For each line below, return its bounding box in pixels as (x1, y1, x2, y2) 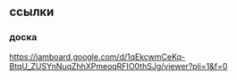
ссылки (9, 4, 55, 20)
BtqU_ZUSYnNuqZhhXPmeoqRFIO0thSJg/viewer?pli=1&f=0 (9, 60, 228, 71)
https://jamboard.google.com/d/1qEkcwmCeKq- (9, 51, 186, 62)
